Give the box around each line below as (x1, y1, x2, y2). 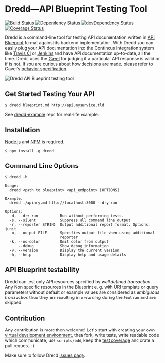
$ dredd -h (5, 175, 27, 180)
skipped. (5, 299, 23, 306)
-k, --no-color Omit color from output (9, 239, 109, 244)
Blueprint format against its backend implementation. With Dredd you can (5, 39, 154, 45)
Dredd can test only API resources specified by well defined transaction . (5, 279, 152, 285)
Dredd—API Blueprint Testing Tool (5, 3, 147, 15)
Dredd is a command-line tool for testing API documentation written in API (5, 34, 155, 40)
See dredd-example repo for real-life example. (5, 111, 99, 117)
